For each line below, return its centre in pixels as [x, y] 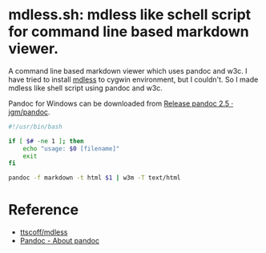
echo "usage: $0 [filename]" [71, 149]
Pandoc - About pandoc [60, 241]
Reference [43, 210]
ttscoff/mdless [44, 232]
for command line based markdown [129, 32]
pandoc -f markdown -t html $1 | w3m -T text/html [95, 178]
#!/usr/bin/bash [35, 127]
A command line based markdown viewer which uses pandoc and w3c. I [128, 70]
